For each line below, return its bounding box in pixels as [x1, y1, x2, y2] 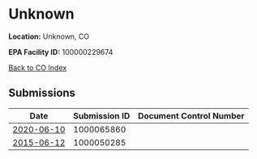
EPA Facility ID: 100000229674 [8, 47, 114, 56]
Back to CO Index [8, 62, 67, 73]
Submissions [8, 86, 75, 100]
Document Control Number [137, 110, 245, 121]
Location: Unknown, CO [8, 31, 90, 41]
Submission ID [72, 110, 131, 121]
